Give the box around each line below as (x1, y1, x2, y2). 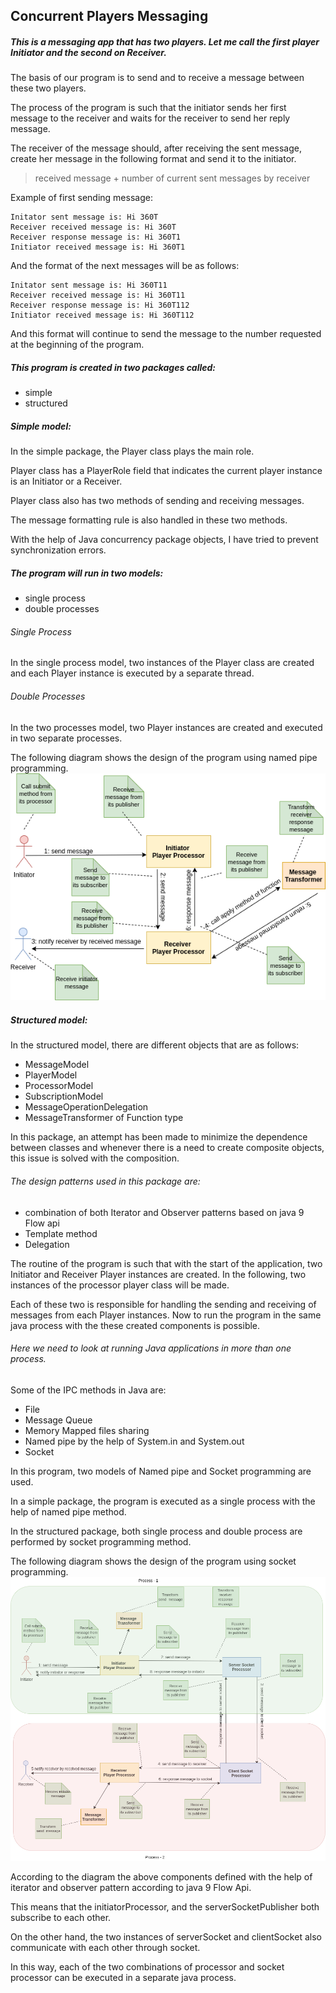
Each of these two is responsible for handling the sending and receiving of (10, 1298, 317, 1310)
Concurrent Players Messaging (10, 8, 209, 25)
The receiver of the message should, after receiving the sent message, (10, 142, 302, 154)
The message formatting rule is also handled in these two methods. (10, 514, 288, 526)
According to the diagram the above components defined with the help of (10, 1870, 313, 1883)
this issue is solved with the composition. (10, 1152, 180, 1164)
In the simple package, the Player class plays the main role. (10, 445, 255, 458)
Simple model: (10, 420, 72, 432)
